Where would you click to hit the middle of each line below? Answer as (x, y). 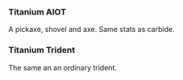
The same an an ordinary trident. (62, 67)
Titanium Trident (42, 50)
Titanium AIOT (37, 12)
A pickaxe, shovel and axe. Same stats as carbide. (91, 30)
